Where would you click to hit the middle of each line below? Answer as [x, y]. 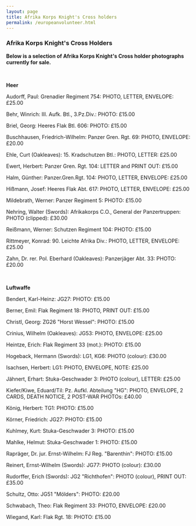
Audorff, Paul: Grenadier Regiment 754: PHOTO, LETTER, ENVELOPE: [90, 96]
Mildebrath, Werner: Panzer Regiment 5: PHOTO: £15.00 [74, 200]
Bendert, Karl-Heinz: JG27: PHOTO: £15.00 [58, 299]
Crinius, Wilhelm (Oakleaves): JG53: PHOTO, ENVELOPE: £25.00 [84, 333]
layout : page [22, 11]
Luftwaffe [18, 287]
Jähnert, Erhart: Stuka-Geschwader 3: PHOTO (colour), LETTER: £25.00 [93, 379]
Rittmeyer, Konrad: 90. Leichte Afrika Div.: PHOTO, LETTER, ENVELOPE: [93, 241]
